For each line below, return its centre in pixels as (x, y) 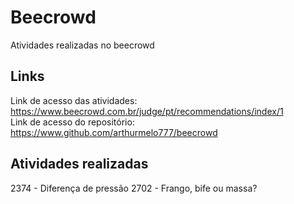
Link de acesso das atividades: (74, 100)
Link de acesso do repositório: (72, 122)
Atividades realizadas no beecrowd (82, 45)
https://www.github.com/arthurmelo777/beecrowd (114, 132)
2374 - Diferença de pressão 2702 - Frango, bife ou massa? (134, 188)
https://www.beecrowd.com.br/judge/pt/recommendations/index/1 (147, 111)
